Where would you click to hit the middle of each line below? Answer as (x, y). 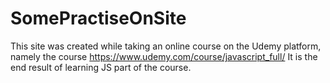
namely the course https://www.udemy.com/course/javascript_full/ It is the (164, 56)
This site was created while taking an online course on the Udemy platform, (166, 46)
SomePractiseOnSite (98, 18)
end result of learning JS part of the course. (101, 67)
